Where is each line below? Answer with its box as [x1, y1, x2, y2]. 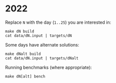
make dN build [5, 29, 35, 34]
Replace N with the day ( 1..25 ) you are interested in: [5, 19, 112, 25]
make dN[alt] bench [5, 74, 46, 79]
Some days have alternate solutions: [5, 41, 79, 47]
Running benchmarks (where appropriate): [5, 64, 92, 70]
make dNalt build [5, 51, 41, 56]
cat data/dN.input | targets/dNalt [5, 55, 79, 61]
